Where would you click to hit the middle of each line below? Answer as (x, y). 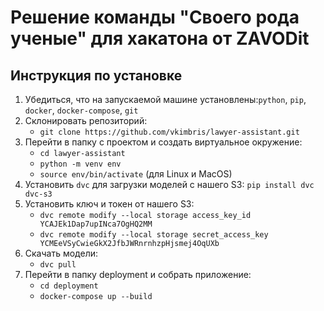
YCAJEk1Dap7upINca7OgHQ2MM (96, 224)
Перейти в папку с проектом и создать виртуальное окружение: (163, 142)
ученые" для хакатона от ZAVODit (160, 38)
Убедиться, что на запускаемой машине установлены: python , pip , (165, 99)
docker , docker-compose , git (81, 110)
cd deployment (69, 286)
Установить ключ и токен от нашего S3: (109, 204)
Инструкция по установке (96, 75)
